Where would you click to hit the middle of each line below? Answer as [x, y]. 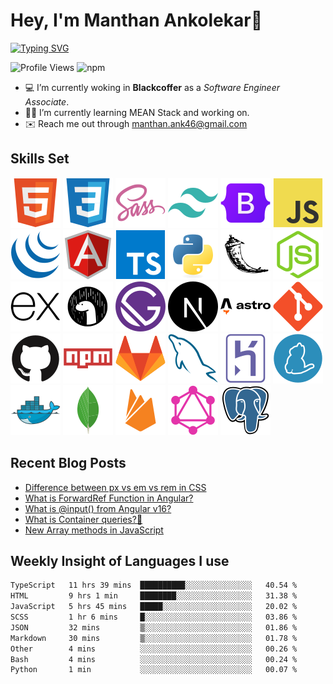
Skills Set [40, 159]
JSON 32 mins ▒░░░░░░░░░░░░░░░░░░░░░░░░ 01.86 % [154, 627]
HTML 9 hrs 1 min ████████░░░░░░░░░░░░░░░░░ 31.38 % [154, 596]
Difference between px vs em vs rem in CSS [115, 487]
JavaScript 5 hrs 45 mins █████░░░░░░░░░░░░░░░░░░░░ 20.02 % [154, 607]
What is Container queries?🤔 [83, 519]
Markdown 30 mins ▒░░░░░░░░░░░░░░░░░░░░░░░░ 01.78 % [154, 638]
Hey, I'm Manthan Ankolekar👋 [136, 20]
